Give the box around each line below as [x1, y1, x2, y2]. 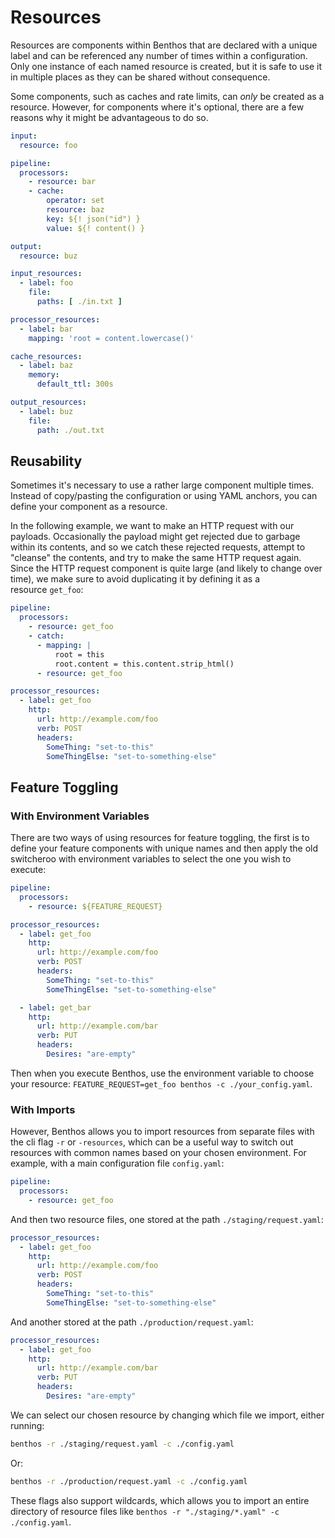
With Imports [10, 1102, 76, 1116]
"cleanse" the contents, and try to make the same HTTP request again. [10, 552, 302, 564]
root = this [54, 649, 105, 660]
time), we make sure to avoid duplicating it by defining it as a [10, 573, 261, 585]
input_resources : [10, 269, 83, 279]
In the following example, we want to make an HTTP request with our [10, 520, 295, 532]
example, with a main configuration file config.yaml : [10, 1157, 225, 1170]
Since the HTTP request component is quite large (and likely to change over [10, 562, 323, 575]
